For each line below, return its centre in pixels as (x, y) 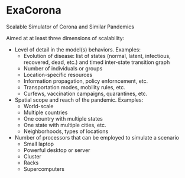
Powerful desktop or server (57, 150)
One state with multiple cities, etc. (65, 125)
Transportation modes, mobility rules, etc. (74, 87)
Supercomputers (44, 169)
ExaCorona (34, 10)
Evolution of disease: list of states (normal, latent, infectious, (97, 56)
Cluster (32, 156)
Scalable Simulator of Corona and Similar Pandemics (70, 27)
